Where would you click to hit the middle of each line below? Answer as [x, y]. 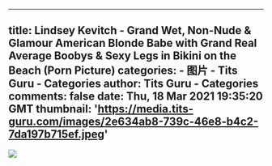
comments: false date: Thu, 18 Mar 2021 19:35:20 [136, 97]
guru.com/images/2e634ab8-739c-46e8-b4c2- [134, 122]
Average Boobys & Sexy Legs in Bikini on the [123, 56]
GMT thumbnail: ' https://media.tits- [101, 109]
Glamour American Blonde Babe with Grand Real [133, 43]
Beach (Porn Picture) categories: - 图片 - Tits [123, 71]
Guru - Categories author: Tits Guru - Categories [134, 84]
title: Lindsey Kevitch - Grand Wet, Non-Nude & [130, 30]
